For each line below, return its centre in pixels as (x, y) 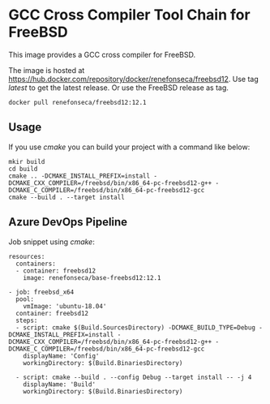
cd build (23, 169)
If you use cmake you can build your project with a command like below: (129, 147)
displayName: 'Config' (61, 356)
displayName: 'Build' (59, 384)
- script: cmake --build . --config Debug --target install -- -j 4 (134, 377)
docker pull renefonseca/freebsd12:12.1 (78, 102)
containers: (36, 264)
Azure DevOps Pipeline (68, 222)
